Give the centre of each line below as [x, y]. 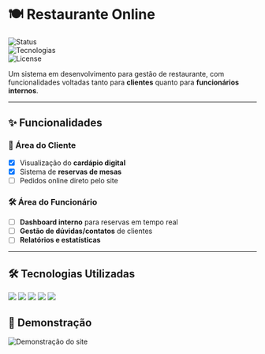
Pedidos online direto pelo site [69, 180]
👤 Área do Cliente [42, 145]
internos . [23, 90]
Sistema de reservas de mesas [71, 171]
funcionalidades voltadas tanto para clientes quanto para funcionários [123, 82]
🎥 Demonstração [50, 323]
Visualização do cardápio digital [73, 163]
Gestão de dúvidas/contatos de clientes [86, 231]
